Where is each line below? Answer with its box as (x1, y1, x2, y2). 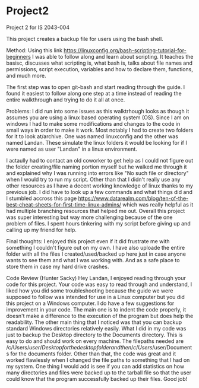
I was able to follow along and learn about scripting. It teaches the (32, 53, 194, 60)
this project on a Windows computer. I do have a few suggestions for (6, 300, 175, 307)
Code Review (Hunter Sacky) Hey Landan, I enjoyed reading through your (6, 274, 186, 281)
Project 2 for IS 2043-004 (6, 24, 70, 31)
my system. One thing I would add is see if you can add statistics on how (6, 362, 185, 370)
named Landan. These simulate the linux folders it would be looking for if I (6, 139, 187, 146)
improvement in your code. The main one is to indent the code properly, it (6, 306, 187, 313)
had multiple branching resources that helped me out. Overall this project (6, 207, 185, 214)
